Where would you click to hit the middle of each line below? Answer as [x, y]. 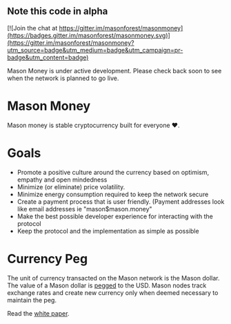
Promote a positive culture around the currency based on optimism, [113, 172]
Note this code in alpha [58, 11]
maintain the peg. [32, 300]
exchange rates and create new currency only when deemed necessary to [113, 292]
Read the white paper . [38, 313]
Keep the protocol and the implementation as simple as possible [108, 231]
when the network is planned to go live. [63, 78]
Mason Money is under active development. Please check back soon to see [114, 70]
